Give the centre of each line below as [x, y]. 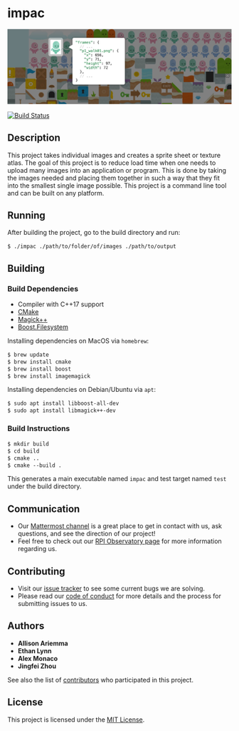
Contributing [36, 571]
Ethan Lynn [34, 650]
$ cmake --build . [34, 465]
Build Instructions [39, 428]
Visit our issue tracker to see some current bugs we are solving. [111, 588]
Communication [44, 509]
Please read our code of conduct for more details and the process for [119, 596]
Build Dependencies [43, 288]
